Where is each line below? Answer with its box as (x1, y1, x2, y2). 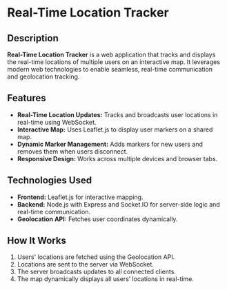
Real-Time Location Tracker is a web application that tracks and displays (7, 50, 216, 59)
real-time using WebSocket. (17, 118, 97, 126)
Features (7, 92, 46, 104)
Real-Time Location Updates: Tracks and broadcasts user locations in (17, 110, 218, 118)
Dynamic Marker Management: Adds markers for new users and (17, 140, 204, 148)
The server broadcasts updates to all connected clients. (17, 267, 176, 276)
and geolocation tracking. (7, 72, 80, 81)
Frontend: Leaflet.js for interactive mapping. (17, 193, 144, 201)
